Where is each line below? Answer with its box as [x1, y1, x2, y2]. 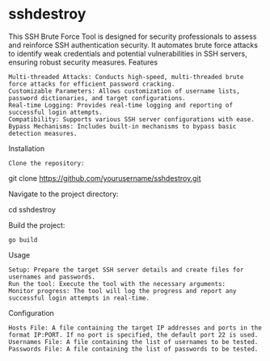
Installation [8, 143, 45, 153]
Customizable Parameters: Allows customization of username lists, [8, 86, 241, 95]
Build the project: [8, 220, 65, 230]
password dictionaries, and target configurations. [8, 94, 186, 102]
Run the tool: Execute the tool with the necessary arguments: [8, 279, 226, 288]
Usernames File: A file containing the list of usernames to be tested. [8, 338, 259, 346]
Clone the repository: [8, 159, 85, 167]
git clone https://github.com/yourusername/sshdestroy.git [8, 173, 201, 183]
